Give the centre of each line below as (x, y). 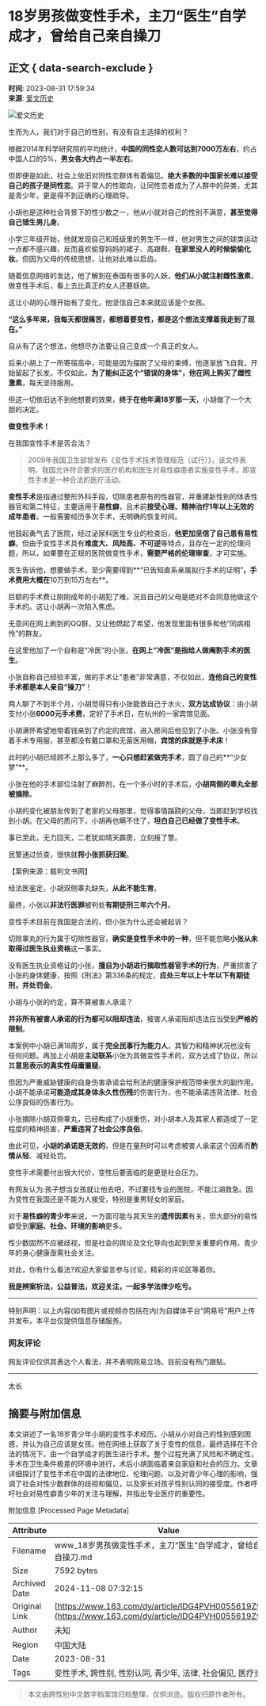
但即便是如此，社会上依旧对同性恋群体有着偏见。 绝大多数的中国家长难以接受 (133, 176)
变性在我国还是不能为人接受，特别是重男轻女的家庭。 (101, 1199)
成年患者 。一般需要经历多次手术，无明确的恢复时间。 (95, 516)
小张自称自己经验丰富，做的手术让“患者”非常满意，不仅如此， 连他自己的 (126, 677)
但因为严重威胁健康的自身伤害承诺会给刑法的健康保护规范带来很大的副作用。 (133, 1082)
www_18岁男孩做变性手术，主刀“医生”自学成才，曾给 (154, 1545)
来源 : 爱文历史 (31, 98)
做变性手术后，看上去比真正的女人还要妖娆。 (81, 285)
